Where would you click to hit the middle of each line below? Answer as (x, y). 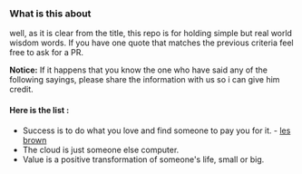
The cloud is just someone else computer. (101, 150)
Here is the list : (39, 110)
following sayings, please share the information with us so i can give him (145, 80)
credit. (21, 90)
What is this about (50, 14)
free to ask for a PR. (47, 53)
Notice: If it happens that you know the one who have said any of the (138, 70)
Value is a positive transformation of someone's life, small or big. (143, 159)
